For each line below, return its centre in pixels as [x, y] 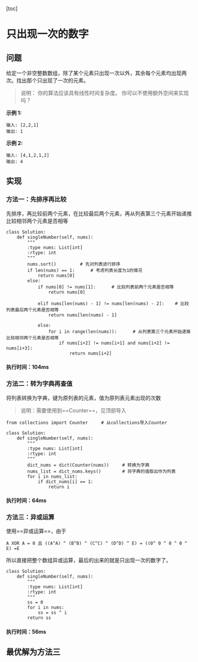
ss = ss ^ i [52, 613]
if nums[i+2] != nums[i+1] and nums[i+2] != [114, 343]
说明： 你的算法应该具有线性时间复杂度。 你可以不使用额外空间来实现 [105, 93]
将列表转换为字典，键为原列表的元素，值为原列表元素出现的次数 [83, 398]
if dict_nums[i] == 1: [65, 481]
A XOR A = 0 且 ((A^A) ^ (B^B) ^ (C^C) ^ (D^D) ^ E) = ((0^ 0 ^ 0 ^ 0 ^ [97, 543]
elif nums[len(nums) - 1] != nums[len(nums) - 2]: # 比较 [113, 303]
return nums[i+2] [90, 353]
